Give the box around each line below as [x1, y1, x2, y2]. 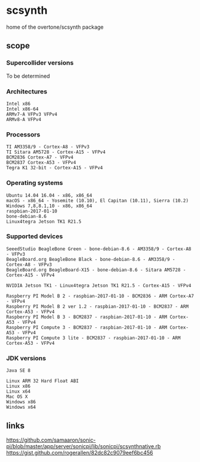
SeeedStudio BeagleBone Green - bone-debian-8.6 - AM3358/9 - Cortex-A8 [6, 246, 192, 252]
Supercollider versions [6, 59, 74, 67]
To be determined [6, 72, 50, 80]
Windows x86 [6, 399, 36, 405]
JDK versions [6, 354, 46, 362]
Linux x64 [6, 388, 31, 395]
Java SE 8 [6, 367, 31, 374]
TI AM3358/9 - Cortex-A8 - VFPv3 [6, 144, 90, 150]
